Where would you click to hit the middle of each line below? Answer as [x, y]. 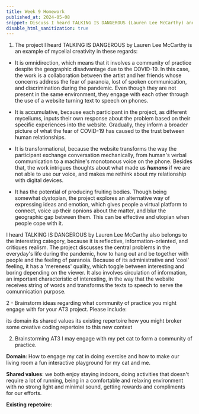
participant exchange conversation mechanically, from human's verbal [100, 155]
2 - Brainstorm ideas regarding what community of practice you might [91, 303]
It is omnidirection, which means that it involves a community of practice [103, 63]
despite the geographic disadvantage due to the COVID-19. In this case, [102, 69]
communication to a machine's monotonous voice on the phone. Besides [103, 161]
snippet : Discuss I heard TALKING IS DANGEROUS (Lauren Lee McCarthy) [95, 23]
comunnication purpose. [36, 292]
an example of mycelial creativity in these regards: [76, 52]
